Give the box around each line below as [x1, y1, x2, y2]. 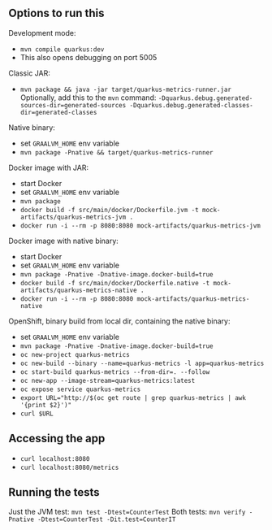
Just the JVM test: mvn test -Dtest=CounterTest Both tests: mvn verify [8, 507, 246, 517]
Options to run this [8, 7, 105, 20]
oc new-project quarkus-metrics [19, 350, 130, 358]
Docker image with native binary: [8, 236, 119, 245]
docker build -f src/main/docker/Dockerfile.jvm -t [19, 206, 199, 214]
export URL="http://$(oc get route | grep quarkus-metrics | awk [19, 393, 246, 402]
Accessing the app [8, 432, 106, 445]
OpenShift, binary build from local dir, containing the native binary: [8, 316, 231, 326]
